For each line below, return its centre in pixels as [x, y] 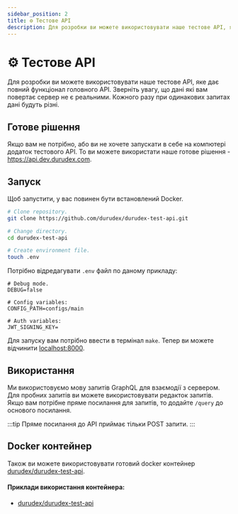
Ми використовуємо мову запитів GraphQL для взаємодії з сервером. [114, 387]
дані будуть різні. [33, 105]
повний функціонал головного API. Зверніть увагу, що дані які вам [108, 90]
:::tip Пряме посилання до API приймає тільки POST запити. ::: [101, 424]
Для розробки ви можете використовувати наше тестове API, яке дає [113, 82]
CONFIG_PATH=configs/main [45, 309]
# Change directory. [38, 231]
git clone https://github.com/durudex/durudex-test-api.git [98, 218]
